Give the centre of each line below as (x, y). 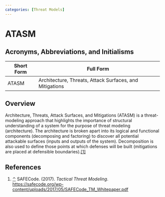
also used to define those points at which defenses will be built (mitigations (81, 147)
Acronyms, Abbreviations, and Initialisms (69, 52)
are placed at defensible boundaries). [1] (45, 152)
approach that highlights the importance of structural (79, 121)
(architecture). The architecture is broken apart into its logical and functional (82, 131)
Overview (20, 104)
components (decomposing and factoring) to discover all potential (72, 136)
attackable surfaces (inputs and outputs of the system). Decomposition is (79, 141)
